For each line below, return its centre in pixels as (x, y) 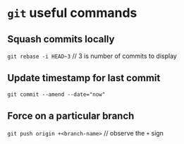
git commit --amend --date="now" (56, 94)
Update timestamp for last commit (84, 78)
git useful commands (72, 13)
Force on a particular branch (71, 116)
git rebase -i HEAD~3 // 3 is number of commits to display (92, 56)
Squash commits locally (61, 39)
